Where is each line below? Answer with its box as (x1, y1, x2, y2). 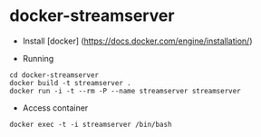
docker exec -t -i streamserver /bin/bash (9, 120, 172, 129)
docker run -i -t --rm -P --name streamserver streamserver (9, 86, 242, 95)
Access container (22, 102, 89, 113)
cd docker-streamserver (9, 70, 100, 80)
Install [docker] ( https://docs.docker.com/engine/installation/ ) (22, 35, 253, 46)
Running (22, 53, 54, 64)
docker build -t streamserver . (9, 78, 131, 87)
